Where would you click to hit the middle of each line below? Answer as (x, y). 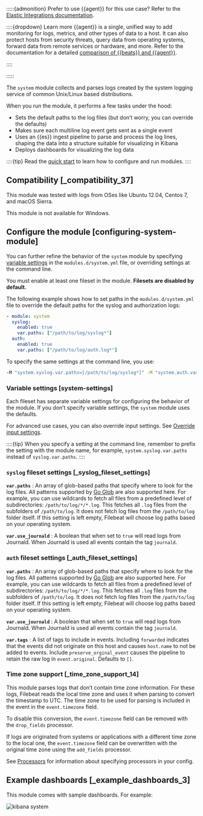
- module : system (28, 316)
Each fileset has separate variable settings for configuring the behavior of (98, 401)
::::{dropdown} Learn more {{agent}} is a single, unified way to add (89, 27)
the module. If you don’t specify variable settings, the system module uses (98, 407)
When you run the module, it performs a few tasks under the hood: (89, 106)
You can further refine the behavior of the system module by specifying (95, 256)
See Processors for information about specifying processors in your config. (100, 761)
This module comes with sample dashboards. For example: (79, 795)
